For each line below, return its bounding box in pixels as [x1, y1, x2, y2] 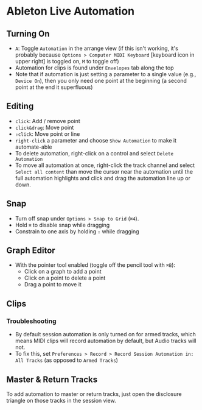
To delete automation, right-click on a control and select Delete [15, 149, 174, 157]
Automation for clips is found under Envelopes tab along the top [15, 64, 174, 71]
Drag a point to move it [24, 281, 82, 288]
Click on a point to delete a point [24, 274, 106, 281]
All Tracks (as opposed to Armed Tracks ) [15, 356, 119, 364]
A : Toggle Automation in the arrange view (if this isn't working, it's [15, 44, 178, 52]
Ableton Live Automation [6, 4, 135, 18]
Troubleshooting [6, 317, 57, 325]
